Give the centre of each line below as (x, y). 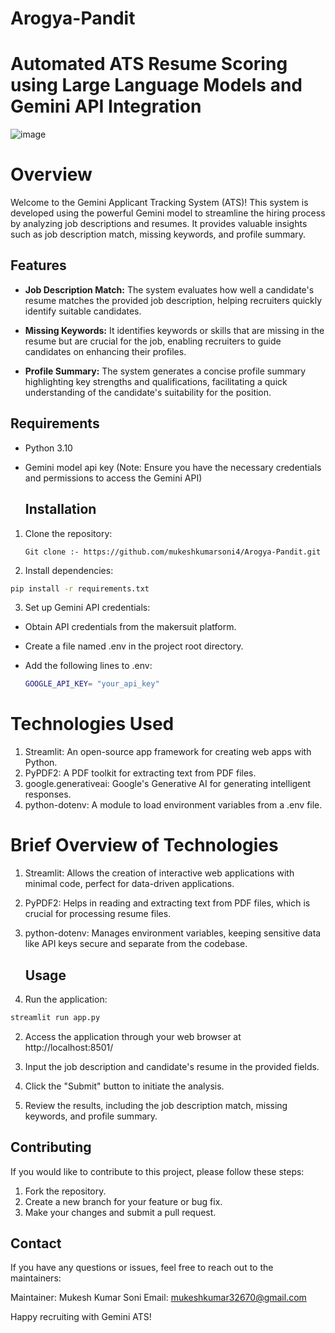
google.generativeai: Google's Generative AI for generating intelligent (168, 784)
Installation (60, 509)
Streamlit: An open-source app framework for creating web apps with (168, 752)
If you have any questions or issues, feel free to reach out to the (142, 1268)
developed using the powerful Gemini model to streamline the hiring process (168, 213)
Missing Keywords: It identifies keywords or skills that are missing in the (174, 330)
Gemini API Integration (106, 106)
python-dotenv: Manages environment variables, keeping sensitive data (173, 933)
